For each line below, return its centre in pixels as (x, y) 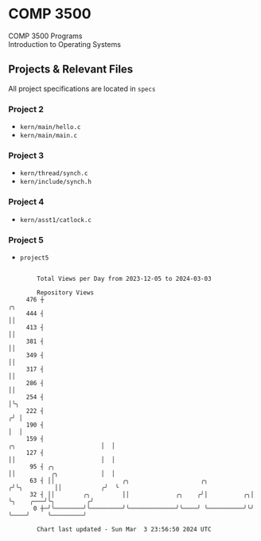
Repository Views (65, 292)
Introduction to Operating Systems (65, 44)
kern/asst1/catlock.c (55, 220)
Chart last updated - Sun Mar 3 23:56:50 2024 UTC (125, 529)
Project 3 (26, 155)
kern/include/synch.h (55, 182)
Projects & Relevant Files (71, 70)
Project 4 (26, 202)
